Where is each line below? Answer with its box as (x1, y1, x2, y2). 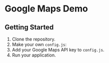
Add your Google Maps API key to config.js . (11, 47, 104, 52)
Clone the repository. (11, 36, 55, 42)
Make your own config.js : (11, 41, 67, 47)
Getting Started (4, 23, 54, 31)
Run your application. (11, 52, 56, 58)
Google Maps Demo (4, 3, 88, 14)
